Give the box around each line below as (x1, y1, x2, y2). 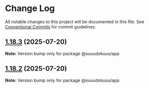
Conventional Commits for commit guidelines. (5, 24, 96, 29)
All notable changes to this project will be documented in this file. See (5, 19, 145, 25)
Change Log (5, 3, 55, 14)
